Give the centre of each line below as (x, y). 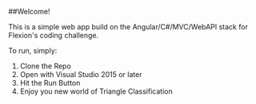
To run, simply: (33, 50)
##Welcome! (29, 12)
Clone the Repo (46, 66)
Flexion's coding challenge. (54, 35)
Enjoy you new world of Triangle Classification (96, 91)
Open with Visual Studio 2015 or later (81, 74)
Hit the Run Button (50, 83)
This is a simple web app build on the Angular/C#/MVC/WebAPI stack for (128, 27)
